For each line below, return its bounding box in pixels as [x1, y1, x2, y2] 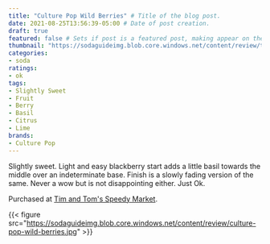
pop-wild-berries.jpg [8, 226, 78, 236]
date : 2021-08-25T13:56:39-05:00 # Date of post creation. [8, 19, 211, 27]
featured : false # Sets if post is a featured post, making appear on [8, 34, 250, 43]
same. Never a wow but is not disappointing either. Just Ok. [8, 178, 206, 188]
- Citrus [8, 117, 38, 125]
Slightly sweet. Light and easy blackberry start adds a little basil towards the [8, 161, 261, 171]
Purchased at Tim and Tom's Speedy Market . [8, 194, 158, 204]
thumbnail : [8, 42, 45, 50]
